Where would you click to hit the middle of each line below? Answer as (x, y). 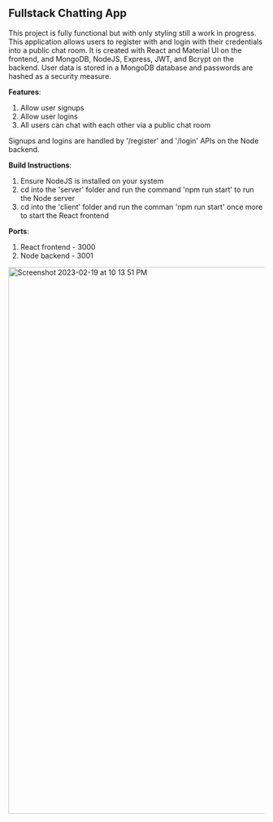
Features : (25, 92)
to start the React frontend (65, 215)
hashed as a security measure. (60, 76)
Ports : (19, 231)
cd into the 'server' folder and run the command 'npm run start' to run (137, 189)
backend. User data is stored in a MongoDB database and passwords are (131, 67)
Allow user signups (52, 107)
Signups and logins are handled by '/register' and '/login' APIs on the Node (134, 141)
